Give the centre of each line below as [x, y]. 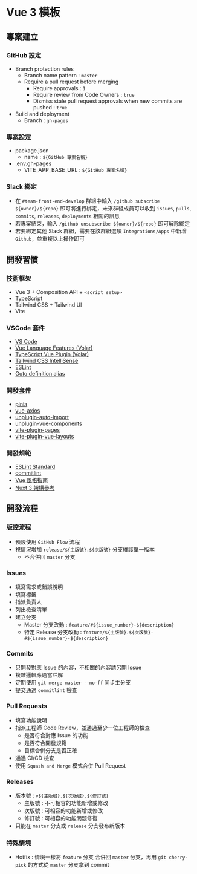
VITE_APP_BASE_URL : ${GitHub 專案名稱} [76, 170]
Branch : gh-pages [46, 120]
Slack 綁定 [22, 187]
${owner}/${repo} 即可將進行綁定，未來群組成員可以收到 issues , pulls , [103, 209]
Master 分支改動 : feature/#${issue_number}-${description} [99, 625]
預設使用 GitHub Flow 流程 [47, 541]
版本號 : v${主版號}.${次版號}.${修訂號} [62, 795]
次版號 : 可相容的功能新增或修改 [63, 810]
